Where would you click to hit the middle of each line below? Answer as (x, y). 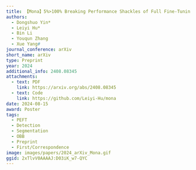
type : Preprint (25, 60)
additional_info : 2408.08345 (42, 71)
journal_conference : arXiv (39, 50)
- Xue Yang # (26, 44)
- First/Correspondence (40, 147)
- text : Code (27, 93)
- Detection (26, 126)
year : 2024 (19, 66)
